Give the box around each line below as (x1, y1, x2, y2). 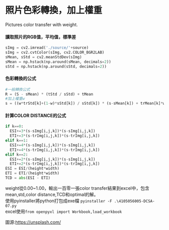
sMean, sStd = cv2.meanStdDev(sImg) (5, 54, 82, 59)
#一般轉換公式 (5, 87, 30, 92)
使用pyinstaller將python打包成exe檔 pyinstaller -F (5, 197, 112, 204)
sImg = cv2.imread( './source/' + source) (5, 45, 89, 50)
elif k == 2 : (5, 152, 28, 157)
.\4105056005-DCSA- (114, 198, 155, 204)
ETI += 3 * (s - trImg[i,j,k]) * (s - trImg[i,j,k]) (10, 133, 100, 138)
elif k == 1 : (5, 138, 28, 143)
